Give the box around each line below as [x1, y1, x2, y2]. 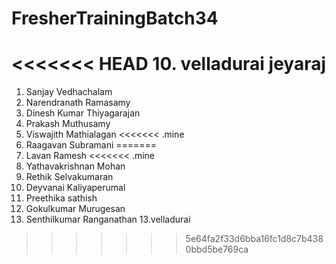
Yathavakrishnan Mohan [25, 160, 126, 172]
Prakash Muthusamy [25, 118, 111, 130]
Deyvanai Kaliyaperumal [25, 182, 126, 194]
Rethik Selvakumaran [25, 171, 114, 183]
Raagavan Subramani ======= [25, 139, 158, 151]
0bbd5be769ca [185, 243, 249, 256]
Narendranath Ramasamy [25, 97, 131, 109]
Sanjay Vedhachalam [25, 86, 113, 98]
